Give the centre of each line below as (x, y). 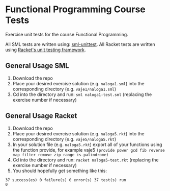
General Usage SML (37, 66)
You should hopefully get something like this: (60, 171)
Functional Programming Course (76, 9)
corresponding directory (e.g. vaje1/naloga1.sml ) (64, 89)
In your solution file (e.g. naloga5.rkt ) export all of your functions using (87, 145)
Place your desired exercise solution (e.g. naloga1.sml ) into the (79, 83)
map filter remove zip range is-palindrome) (61, 155)
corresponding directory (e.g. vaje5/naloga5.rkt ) (64, 139)
